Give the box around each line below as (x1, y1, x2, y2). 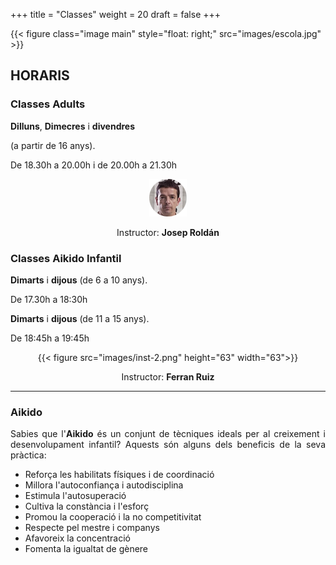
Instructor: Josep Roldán (116, 226, 220, 238)
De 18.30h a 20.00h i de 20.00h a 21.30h (10, 159, 177, 171)
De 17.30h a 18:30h (10, 293, 88, 305)
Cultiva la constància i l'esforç (24, 500, 150, 513)
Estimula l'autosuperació (24, 490, 127, 502)
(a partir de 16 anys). (10, 139, 96, 151)
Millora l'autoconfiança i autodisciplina (24, 479, 184, 491)
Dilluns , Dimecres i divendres (10, 120, 136, 132)
